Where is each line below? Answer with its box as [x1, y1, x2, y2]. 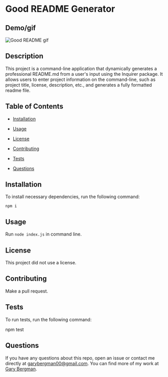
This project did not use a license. [5, 260, 77, 266]
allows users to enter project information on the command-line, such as [5, 76, 156, 82]
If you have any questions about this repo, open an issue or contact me [5, 354, 155, 361]
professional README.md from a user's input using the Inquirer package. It [5, 71, 163, 77]
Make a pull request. [5, 288, 49, 294]
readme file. [5, 87, 31, 93]
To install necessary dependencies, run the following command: [5, 194, 140, 200]
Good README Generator [5, 3, 115, 15]
